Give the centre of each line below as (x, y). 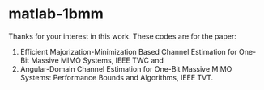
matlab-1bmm (56, 14)
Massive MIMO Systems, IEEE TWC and (98, 60)
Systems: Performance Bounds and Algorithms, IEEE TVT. (117, 77)
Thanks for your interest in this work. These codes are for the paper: (122, 36)
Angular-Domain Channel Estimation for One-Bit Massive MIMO (126, 68)
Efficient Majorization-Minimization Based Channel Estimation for (128, 51)
